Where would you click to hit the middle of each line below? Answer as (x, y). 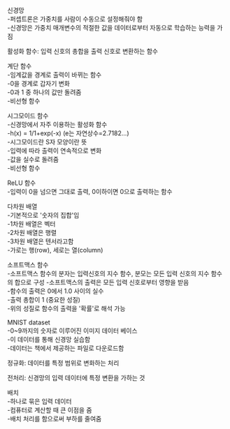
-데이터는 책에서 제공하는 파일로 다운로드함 (66, 348)
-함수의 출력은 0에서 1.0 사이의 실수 (56, 291)
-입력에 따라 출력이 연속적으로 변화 (55, 151)
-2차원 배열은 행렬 (32, 233)
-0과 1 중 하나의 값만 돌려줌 (44, 92)
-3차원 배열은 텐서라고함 (41, 241)
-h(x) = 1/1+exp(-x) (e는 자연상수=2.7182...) (68, 133)
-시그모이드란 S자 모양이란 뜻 (47, 142)
